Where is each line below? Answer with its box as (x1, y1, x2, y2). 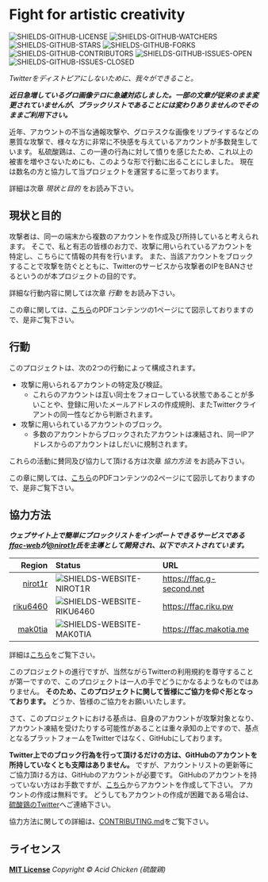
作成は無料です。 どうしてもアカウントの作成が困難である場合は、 (36, 790, 253, 800)
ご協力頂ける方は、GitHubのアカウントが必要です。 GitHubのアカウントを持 (9, 770, 257, 780)
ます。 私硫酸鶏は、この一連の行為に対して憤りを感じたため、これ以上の (15, 147, 254, 156)
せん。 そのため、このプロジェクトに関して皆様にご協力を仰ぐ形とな (22, 687, 247, 696)
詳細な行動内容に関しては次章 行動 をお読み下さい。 (9, 288, 180, 297)
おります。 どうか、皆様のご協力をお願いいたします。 (15, 696, 190, 707)
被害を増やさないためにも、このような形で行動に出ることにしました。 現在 (9, 156, 255, 166)
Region (20, 560, 48, 571)
